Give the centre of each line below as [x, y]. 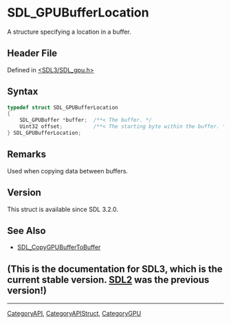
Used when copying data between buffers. [68, 171]
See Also [26, 231]
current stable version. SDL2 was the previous [108, 280]
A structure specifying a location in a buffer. [69, 32]
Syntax [23, 92]
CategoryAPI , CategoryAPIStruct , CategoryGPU [74, 314]
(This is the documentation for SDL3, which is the [115, 269]
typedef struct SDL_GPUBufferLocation [63, 107]
